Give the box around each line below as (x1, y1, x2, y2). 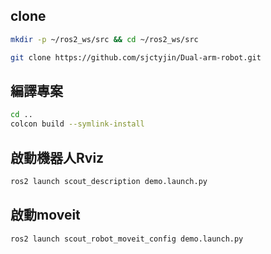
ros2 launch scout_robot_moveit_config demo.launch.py (10, 234, 244, 244)
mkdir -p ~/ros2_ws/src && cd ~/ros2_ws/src (10, 34, 199, 44)
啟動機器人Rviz (10, 149, 105, 166)
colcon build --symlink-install (10, 119, 145, 129)
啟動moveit (10, 207, 81, 224)
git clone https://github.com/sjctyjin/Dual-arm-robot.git (10, 52, 262, 63)
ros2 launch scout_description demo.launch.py (10, 176, 208, 186)
